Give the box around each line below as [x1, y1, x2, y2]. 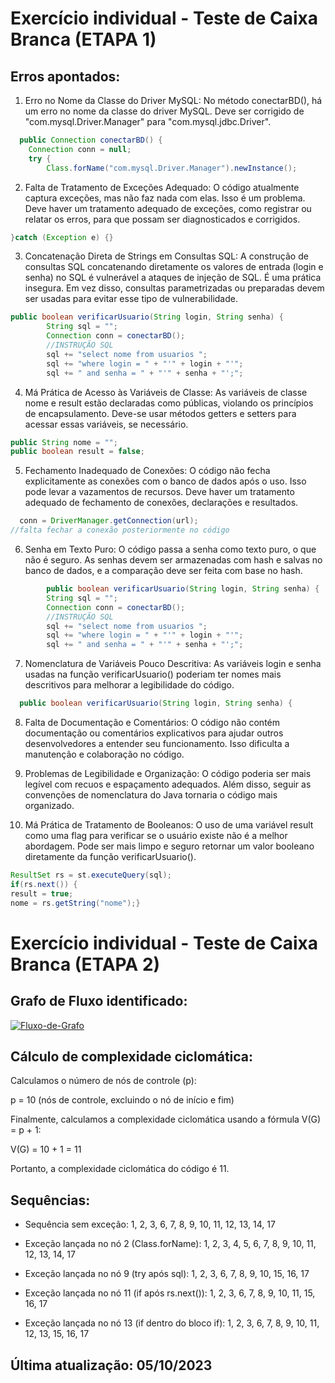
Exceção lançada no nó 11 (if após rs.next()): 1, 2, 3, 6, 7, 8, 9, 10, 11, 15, [24, 1287, 316, 1299]
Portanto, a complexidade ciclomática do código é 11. [10, 1163, 230, 1175]
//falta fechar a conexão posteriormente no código [10, 525, 230, 536]
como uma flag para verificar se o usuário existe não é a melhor [24, 830, 288, 841]
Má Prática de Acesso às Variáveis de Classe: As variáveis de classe [24, 386, 308, 398]
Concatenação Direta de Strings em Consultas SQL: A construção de [24, 250, 309, 262]
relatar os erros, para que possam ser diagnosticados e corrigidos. [24, 213, 301, 225]
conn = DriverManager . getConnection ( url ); [19, 516, 199, 526]
